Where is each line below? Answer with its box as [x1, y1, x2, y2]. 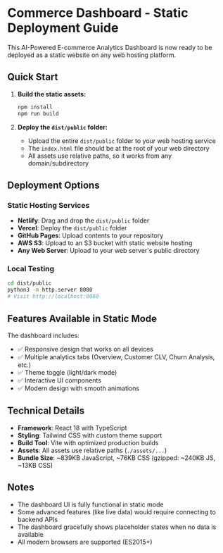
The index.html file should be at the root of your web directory [27, 144, 210, 152]
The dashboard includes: [7, 331, 79, 340]
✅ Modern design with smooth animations [17, 384, 139, 392]
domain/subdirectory [27, 159, 89, 167]
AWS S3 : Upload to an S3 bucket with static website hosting [17, 239, 193, 247]
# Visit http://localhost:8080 [7, 293, 99, 300]
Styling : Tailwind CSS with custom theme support [17, 431, 163, 440]
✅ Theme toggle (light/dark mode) [17, 368, 117, 376]
